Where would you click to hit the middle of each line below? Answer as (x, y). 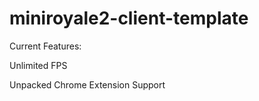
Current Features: (45, 46)
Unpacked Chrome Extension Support (87, 84)
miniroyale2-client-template (129, 18)
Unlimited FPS (38, 65)
